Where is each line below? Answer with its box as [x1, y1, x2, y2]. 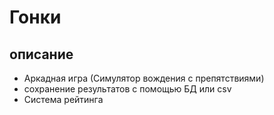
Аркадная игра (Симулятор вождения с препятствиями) [23, 72, 265, 84]
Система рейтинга [23, 94, 104, 105]
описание [9, 46, 74, 63]
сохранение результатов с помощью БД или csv [23, 83, 232, 95]
